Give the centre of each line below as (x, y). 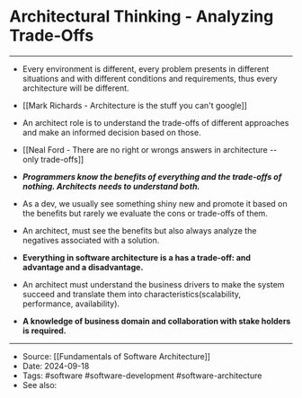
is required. (44, 331)
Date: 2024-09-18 (56, 366)
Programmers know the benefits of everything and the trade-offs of (152, 176)
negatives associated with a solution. (91, 240)
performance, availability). (71, 304)
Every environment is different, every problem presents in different (146, 68)
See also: (40, 385)
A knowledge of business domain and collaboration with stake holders (156, 321)
